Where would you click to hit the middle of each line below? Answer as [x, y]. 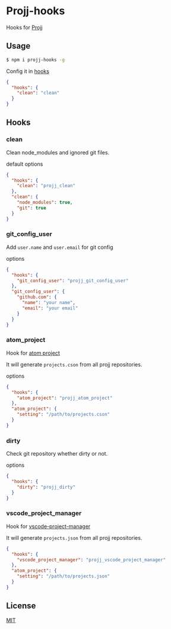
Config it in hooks [28, 71]
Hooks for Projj [24, 27]
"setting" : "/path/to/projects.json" [64, 576]
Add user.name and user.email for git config [60, 247]
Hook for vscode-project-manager [48, 526]
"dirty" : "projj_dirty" [46, 487]
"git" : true [31, 208]
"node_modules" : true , [45, 203]
